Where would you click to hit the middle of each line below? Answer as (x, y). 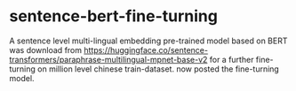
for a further (232, 59)
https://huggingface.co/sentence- (146, 49)
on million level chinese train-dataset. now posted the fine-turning (158, 69)
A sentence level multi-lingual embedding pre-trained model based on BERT (148, 41)
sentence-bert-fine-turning (113, 16)
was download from (46, 49)
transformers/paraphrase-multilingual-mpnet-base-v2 (108, 59)
